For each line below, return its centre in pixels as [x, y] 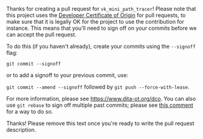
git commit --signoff [34, 64]
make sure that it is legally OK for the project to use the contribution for [95, 22]
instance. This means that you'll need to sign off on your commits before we [101, 28]
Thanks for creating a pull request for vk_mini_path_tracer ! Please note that [101, 9]
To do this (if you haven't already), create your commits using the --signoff [101, 46]
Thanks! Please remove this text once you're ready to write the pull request [100, 123]
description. [21, 130]
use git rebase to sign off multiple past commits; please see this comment [100, 105]
